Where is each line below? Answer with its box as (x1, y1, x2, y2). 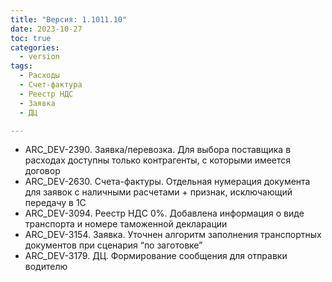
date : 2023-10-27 (10, 24, 83, 34)
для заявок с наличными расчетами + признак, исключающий (24, 186, 293, 198)
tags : (10, 61, 33, 71)
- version (19, 52, 60, 62)
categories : (10, 42, 60, 53)
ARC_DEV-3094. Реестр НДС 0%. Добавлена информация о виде (24, 207, 305, 220)
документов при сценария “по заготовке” (24, 239, 203, 251)
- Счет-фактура (19, 80, 83, 90)
